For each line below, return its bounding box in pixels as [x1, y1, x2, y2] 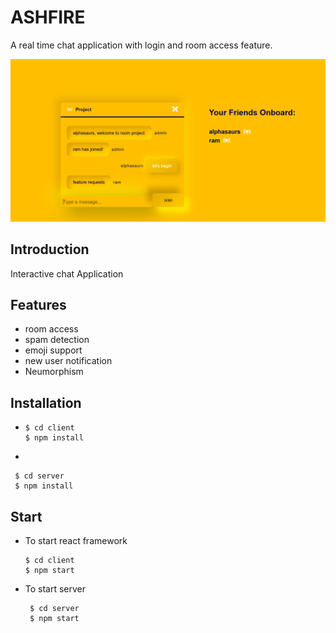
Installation [10, 394, 82, 411]
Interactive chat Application [10, 267, 124, 280]
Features [10, 297, 67, 314]
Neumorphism [24, 366, 84, 378]
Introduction [10, 241, 90, 258]
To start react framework [24, 535, 128, 547]
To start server [24, 583, 87, 595]
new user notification [24, 355, 113, 367]
